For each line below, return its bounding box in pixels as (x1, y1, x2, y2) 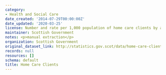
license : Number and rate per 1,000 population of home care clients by (5, 26, 158, 31)
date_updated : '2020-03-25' (5, 21, 63, 26)
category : (5, 7, 26, 12)
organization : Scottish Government (5, 39, 79, 44)
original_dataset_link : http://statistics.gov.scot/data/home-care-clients (5, 44, 165, 49)
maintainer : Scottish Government (5, 30, 74, 35)
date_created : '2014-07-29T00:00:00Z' (5, 16, 85, 21)
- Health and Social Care (5, 12, 58, 17)
